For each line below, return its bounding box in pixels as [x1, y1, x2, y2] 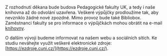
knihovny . [5, 25, 25, 31]
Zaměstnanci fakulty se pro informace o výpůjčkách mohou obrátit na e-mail [5, 20, 163, 26]
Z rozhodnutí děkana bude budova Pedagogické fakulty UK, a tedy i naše [5, 4, 156, 10]
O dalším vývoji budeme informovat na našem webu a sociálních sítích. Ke [5, 35, 157, 41]
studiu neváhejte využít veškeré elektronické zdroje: [5, 40, 112, 46]
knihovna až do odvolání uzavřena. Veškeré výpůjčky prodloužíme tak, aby [5, 9, 159, 15]
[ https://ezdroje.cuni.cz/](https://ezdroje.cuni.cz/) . [5, 46, 109, 51]
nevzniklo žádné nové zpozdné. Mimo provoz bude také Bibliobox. [5, 15, 142, 20]
